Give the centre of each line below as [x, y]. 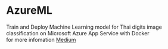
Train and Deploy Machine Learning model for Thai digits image [84, 27]
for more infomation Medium [41, 39]
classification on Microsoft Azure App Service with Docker [78, 33]
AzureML [29, 10]
